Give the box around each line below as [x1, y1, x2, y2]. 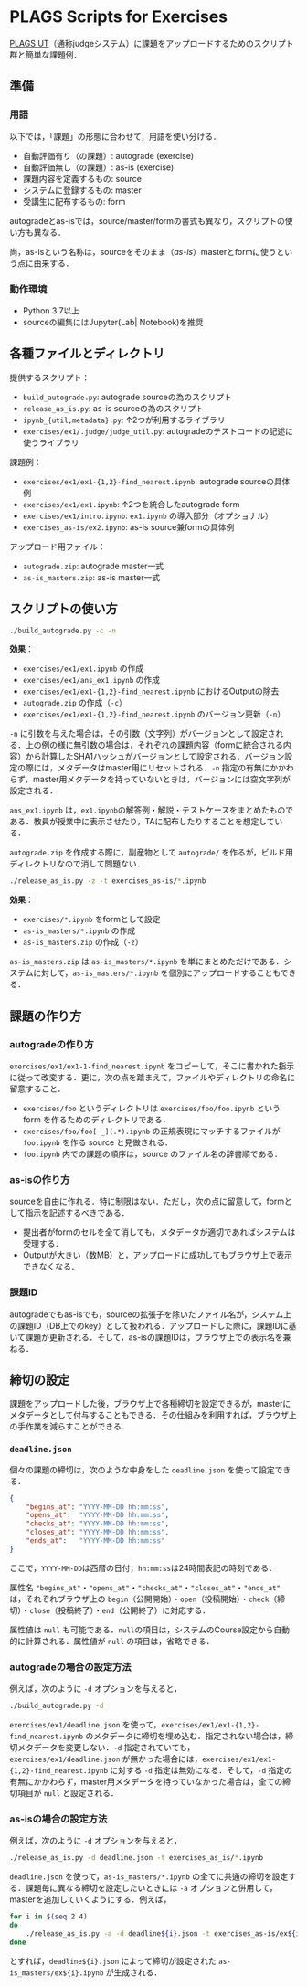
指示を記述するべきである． [25, 1207, 130, 1218]
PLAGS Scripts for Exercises [9, 6, 228, 27]
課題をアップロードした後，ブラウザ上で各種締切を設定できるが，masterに [9, 1398, 291, 1409]
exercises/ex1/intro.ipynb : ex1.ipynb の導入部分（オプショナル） [22, 510, 274, 521]
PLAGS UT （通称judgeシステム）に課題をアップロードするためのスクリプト [9, 37, 294, 48]
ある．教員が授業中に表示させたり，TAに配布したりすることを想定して [9, 816, 276, 827]
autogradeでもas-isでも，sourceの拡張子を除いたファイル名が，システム [9, 1309, 284, 1320]
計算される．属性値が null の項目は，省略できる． [25, 1635, 215, 1646]
